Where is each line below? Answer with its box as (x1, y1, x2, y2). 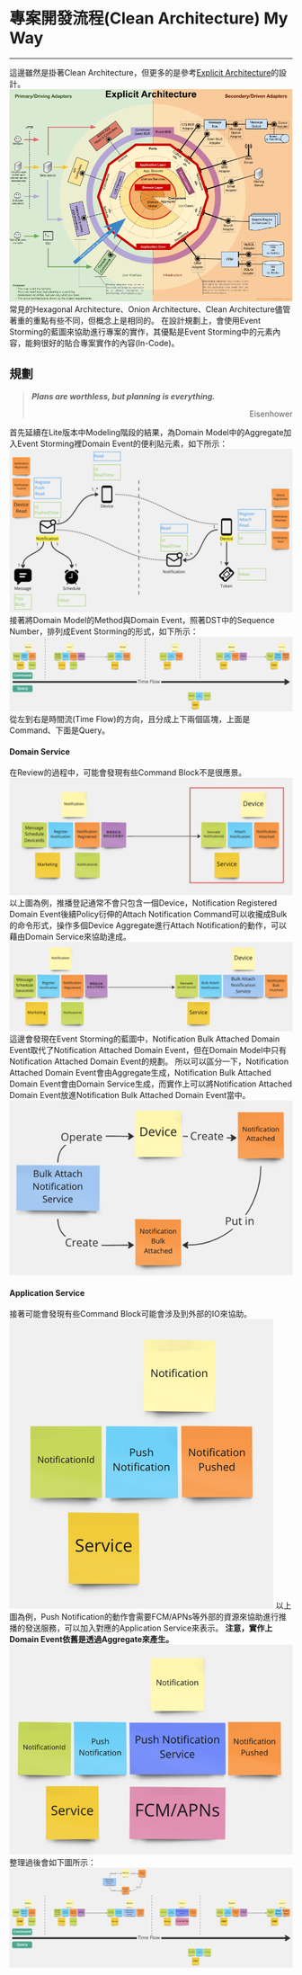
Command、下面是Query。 (9, 725, 111, 736)
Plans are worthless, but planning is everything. (31, 390, 216, 401)
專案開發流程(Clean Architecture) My (9, 8, 289, 29)
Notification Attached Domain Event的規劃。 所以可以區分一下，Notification (9, 1056, 289, 1067)
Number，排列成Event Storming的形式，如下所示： (9, 626, 199, 637)
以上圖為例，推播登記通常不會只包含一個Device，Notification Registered (9, 897, 278, 908)
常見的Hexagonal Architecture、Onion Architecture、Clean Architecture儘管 (9, 303, 291, 315)
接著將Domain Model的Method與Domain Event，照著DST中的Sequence (9, 615, 275, 626)
